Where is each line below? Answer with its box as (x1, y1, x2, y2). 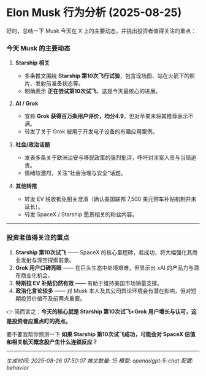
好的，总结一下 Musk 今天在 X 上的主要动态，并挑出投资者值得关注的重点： (6, 27, 197, 34)
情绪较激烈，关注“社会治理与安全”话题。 (24, 170, 126, 177)
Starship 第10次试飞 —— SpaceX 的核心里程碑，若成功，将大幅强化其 (15, 248, 193, 256)
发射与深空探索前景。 (20, 256, 75, 264)
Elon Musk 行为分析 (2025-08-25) (6, 6, 182, 20)
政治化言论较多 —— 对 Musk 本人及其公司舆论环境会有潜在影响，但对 (15, 287, 191, 294)
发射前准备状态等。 (35, 80, 84, 87)
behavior (6, 364, 29, 371)
